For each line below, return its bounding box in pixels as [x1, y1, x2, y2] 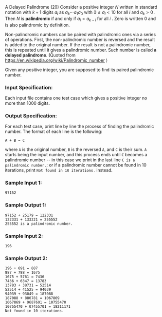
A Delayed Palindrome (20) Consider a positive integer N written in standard [5, 4, 157, 10]
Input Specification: [5, 84, 53, 91]
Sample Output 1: [5, 202, 47, 208]
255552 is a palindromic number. [5, 221, 73, 226]
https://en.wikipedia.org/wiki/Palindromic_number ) [5, 57, 108, 63]
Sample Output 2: [5, 255, 48, 261]
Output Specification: [5, 112, 57, 119]
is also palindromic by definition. [5, 22, 70, 28]
